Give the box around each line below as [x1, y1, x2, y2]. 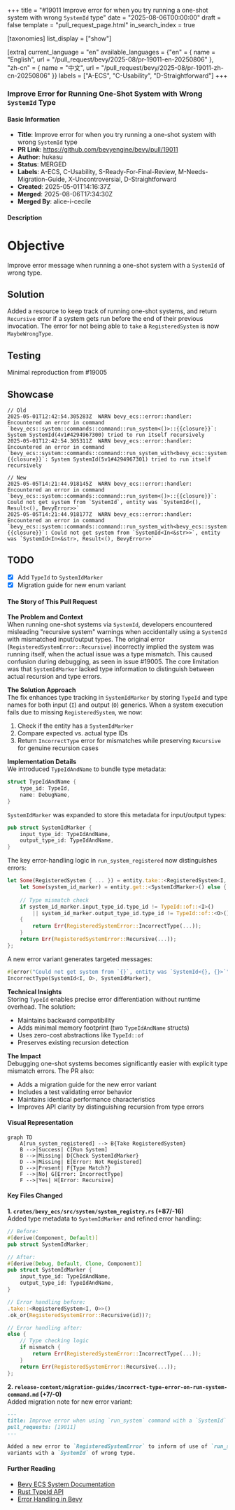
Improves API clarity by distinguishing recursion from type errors [17, 1102, 204, 1111]
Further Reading [7, 1465, 56, 1473]
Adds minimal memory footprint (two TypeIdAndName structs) [17, 1023, 190, 1032]
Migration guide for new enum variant [17, 580, 127, 589]
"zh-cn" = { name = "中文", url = [7, 64, 100, 72]
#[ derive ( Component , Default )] [7, 1234, 99, 1242]
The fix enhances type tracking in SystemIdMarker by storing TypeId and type [7, 693, 228, 702]
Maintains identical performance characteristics [17, 1095, 155, 1103]
